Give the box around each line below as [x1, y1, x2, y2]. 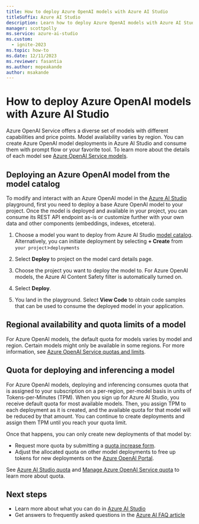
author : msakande [6, 69, 49, 75]
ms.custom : [6, 36, 33, 42]
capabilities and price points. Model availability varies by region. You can [6, 134, 184, 141]
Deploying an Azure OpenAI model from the [6, 170, 171, 180]
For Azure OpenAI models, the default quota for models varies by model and [6, 335, 192, 342]
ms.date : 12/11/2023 [6, 53, 57, 59]
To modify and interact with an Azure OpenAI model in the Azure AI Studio [6, 195, 187, 202]
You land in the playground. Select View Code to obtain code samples [14, 296, 186, 303]
